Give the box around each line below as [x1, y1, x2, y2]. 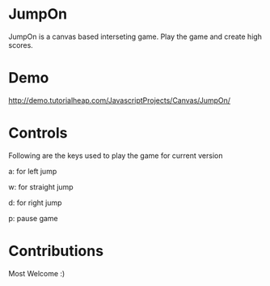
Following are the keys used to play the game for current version [8, 151, 223, 160]
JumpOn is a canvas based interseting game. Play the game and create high [8, 32, 263, 41]
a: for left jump [8, 166, 57, 176]
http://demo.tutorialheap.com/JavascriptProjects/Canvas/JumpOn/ [8, 95, 231, 105]
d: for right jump [8, 198, 62, 207]
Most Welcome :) [8, 268, 65, 278]
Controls [8, 124, 68, 143]
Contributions [8, 242, 103, 260]
